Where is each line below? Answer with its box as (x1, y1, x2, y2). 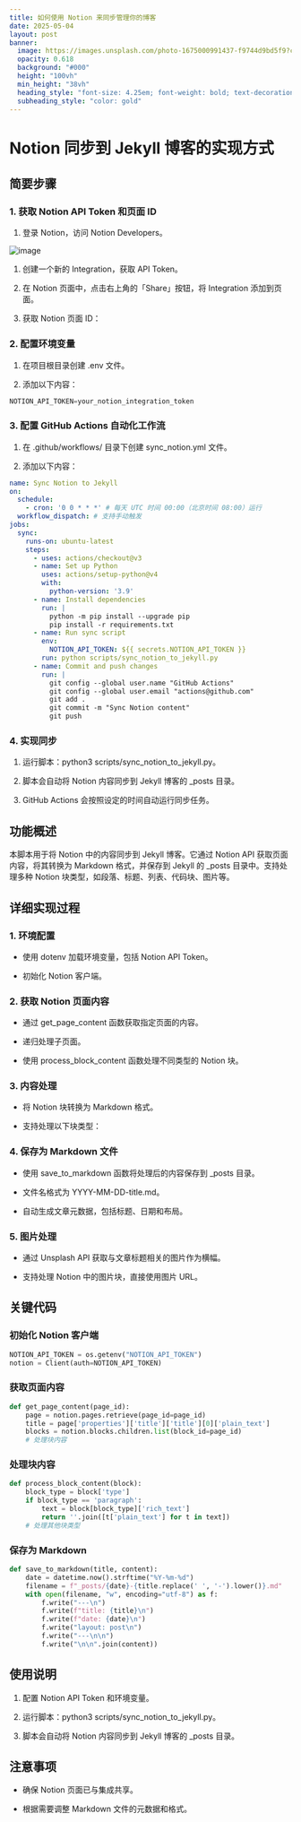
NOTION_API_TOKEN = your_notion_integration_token (9, 396, 194, 406)
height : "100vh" (17, 72, 78, 81)
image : (17, 47, 42, 56)
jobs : (9, 521, 30, 530)
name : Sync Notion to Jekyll (9, 479, 118, 488)
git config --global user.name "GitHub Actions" (48, 678, 235, 687)
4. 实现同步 (9, 735, 57, 747)
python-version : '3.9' (48, 587, 134, 596)
